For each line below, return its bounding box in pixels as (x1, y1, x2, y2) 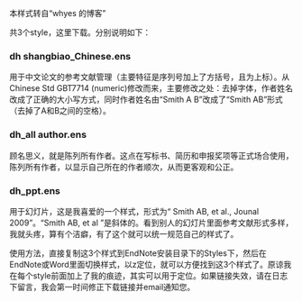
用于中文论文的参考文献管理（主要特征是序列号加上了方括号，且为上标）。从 (9, 71, 290, 83)
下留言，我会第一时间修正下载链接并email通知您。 (9, 281, 196, 292)
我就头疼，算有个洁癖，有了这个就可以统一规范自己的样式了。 (9, 228, 239, 239)
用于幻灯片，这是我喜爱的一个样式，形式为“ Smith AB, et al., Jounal (9, 205, 260, 216)
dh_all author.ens (9, 129, 87, 141)
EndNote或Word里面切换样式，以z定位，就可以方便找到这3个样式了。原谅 (9, 259, 284, 269)
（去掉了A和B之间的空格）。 (9, 105, 111, 116)
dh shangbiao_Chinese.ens (9, 50, 132, 62)
